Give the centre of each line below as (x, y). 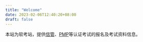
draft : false (19, 19)
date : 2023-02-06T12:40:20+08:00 (41, 15)
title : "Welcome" (24, 10)
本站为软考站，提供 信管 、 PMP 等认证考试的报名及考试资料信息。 (73, 34)
